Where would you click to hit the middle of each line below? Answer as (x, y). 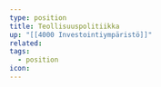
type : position (38, 18)
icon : (20, 69)
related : (26, 43)
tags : (20, 52)
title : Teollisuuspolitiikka (65, 26)
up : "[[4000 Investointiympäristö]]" (81, 34)
